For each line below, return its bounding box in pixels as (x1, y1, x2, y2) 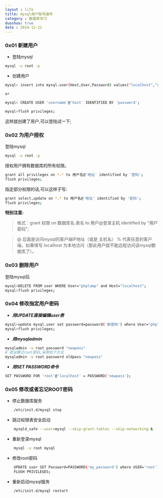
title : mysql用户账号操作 (5, 12, 53, 16)
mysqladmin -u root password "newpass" (5, 345, 86, 351)
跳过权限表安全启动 (12, 417, 51, 423)
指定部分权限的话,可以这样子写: (5, 186, 67, 192)
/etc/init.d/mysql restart (14, 488, 68, 493)
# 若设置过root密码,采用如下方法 (5, 350, 64, 355)
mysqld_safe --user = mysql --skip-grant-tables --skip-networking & (14, 427, 153, 432)
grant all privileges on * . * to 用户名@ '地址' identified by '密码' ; (5, 172, 144, 177)
